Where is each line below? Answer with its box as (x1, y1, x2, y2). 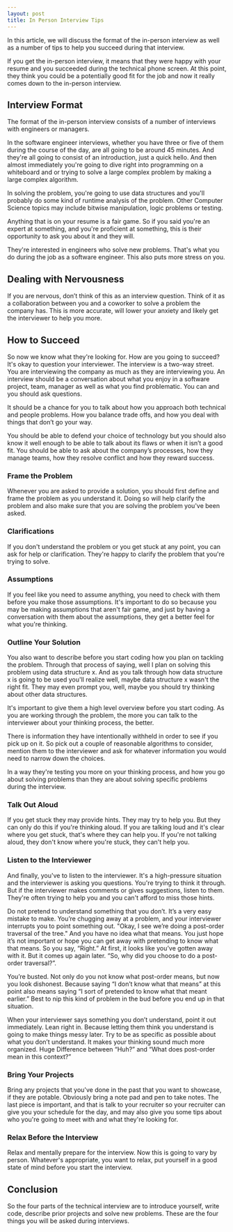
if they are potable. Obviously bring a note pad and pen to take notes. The (7, 1093, 219, 1102)
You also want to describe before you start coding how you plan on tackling (7, 653, 224, 662)
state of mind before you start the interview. (7, 1163, 133, 1171)
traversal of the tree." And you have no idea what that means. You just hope (7, 929, 224, 937)
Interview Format (7, 99, 83, 111)
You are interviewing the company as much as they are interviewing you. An (7, 367, 225, 376)
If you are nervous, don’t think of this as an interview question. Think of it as (7, 292, 225, 300)
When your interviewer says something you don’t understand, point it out (7, 1015, 217, 1024)
